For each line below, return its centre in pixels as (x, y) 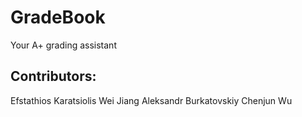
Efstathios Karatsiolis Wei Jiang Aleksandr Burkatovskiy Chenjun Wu (151, 100)
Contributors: (53, 76)
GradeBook (58, 17)
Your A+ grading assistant (63, 45)
